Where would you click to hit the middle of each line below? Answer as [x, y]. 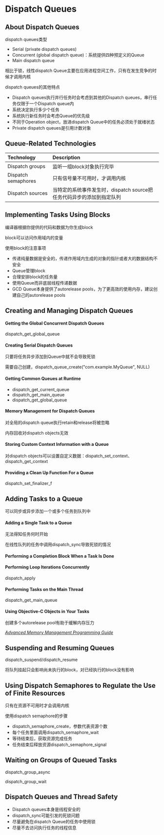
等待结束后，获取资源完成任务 [42, 739]
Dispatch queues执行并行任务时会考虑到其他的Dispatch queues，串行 [82, 97]
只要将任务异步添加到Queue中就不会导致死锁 [50, 357]
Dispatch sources [28, 193]
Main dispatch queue [33, 60]
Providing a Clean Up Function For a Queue [49, 472]
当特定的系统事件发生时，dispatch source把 [103, 190]
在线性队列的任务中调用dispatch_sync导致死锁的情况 [58, 545]
